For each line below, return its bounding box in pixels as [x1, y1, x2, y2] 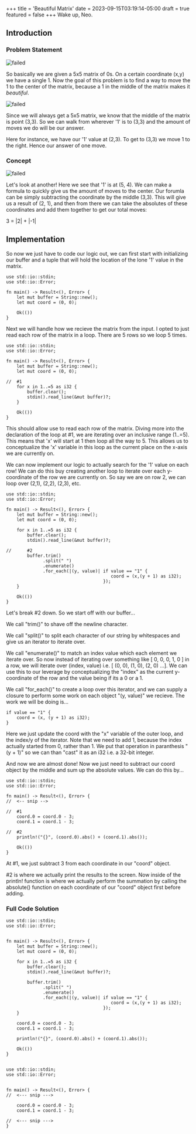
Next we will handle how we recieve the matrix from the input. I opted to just [6, 325, 190, 332]
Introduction [6, 28, 53, 38]
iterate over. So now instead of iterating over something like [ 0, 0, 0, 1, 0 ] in [6, 656, 190, 663]
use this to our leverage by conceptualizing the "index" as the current [6, 668, 174, 675]
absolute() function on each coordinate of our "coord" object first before [6, 884, 181, 891]
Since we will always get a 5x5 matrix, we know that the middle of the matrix [6, 111, 190, 119]
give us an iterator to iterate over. [6, 638, 86, 645]
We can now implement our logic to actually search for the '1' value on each [6, 461, 189, 468]
